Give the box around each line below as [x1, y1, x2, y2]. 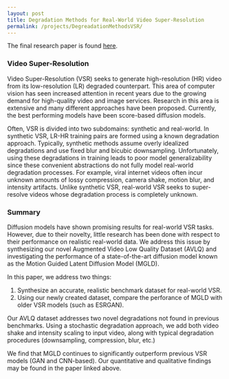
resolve [7, 190, 29, 198]
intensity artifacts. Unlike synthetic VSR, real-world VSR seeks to [7, 183, 191, 191]
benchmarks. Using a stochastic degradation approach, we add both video [7, 321, 219, 329]
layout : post [7, 10, 45, 17]
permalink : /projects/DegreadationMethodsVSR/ [7, 23, 143, 30]
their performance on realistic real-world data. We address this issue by [7, 237, 211, 246]
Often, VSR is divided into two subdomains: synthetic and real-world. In [7, 124, 210, 133]
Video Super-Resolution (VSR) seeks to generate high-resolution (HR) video [7, 74, 222, 83]
